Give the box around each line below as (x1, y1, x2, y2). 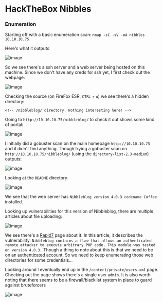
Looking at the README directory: (5, 175, 69, 181)
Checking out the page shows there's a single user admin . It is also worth (5, 272, 151, 278)
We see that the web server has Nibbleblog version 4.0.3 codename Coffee (5, 194, 157, 200)
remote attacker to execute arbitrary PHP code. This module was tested (5, 243, 156, 248)
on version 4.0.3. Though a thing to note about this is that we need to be (5, 247, 153, 253)
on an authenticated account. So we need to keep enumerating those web (5, 252, 153, 258)
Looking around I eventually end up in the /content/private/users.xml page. (5, 266, 159, 273)
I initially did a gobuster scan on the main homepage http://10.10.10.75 (5, 141, 150, 146)
